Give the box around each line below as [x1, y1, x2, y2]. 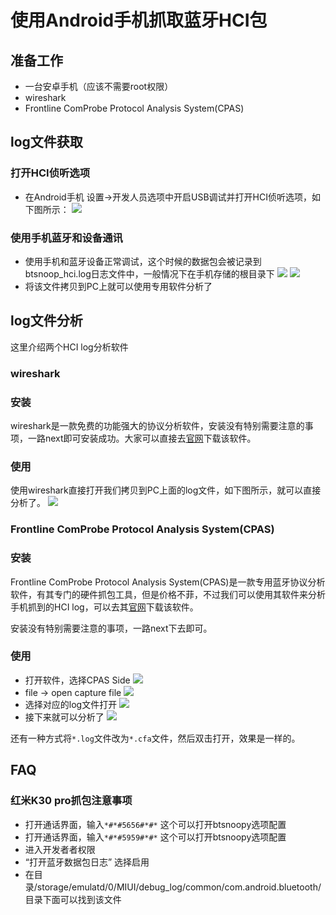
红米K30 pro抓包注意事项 [10, 794, 133, 808]
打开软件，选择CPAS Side [24, 674, 131, 686]
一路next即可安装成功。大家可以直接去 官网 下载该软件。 [27, 432, 257, 445]
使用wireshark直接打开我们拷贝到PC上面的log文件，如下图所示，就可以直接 [10, 484, 322, 496]
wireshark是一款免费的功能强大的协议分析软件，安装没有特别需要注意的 [10, 420, 305, 432]
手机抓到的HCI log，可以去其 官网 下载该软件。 [10, 601, 199, 613]
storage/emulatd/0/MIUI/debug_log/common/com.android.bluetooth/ [36, 881, 322, 893]
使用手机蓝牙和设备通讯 [10, 231, 123, 245]
